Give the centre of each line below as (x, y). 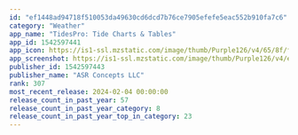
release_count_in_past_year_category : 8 (85, 108)
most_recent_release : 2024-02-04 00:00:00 (89, 91)
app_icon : (27, 51)
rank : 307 (27, 83)
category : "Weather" (47, 26)
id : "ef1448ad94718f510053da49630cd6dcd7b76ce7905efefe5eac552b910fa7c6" (149, 17)
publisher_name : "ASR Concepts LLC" (77, 75)
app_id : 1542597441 (45, 42)
